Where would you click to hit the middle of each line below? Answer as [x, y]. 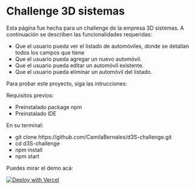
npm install [29, 150]
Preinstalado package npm [48, 107]
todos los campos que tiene [50, 52]
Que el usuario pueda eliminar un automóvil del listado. [84, 71]
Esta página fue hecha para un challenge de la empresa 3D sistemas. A [95, 28]
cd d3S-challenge [38, 143]
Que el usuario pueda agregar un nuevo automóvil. [78, 59]
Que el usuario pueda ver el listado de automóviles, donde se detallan [102, 46]
